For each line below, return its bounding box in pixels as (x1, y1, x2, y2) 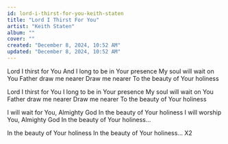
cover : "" (7, 36, 36, 43)
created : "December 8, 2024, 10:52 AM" (7, 42, 121, 49)
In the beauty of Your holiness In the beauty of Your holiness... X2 (7, 128, 193, 137)
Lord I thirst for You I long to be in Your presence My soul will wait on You (7, 87, 214, 96)
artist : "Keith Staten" (7, 23, 75, 29)
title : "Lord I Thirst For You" (7, 16, 99, 23)
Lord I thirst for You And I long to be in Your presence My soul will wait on (7, 67, 214, 75)
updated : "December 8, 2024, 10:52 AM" (7, 49, 121, 56)
